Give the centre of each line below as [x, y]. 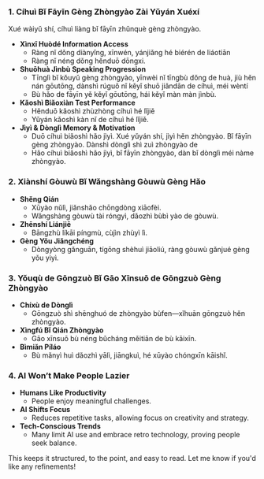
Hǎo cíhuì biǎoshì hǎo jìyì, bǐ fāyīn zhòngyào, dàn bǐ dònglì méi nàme [143, 153]
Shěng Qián [39, 199]
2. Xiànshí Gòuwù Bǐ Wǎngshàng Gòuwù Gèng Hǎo [107, 182]
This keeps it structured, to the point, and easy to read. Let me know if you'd [132, 459]
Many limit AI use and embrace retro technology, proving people [136, 435]
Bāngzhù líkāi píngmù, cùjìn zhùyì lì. [89, 232]
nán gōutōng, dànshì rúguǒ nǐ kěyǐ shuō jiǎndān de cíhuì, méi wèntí [139, 86]
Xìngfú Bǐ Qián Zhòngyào [61, 330]
